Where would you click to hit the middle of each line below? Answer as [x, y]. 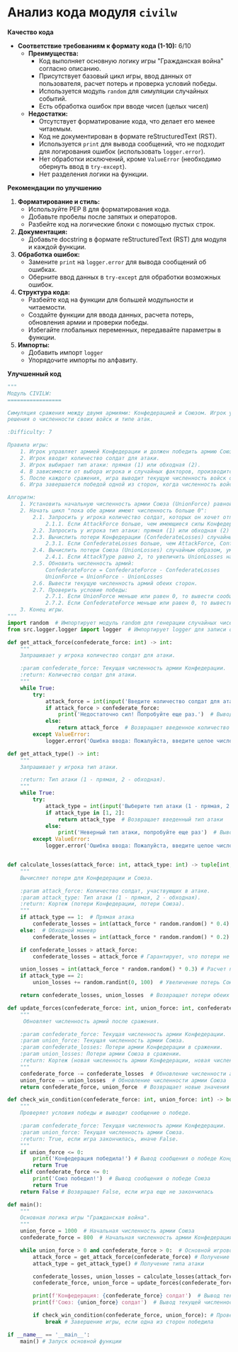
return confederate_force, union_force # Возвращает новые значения [125, 1087]
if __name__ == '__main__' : [49, 1335]
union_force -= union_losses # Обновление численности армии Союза [123, 1080]
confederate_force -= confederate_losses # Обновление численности [123, 1074]
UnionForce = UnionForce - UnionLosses [104, 577]
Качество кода [31, 32]
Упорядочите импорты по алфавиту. [83, 360]
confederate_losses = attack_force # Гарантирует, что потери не [131, 956]
